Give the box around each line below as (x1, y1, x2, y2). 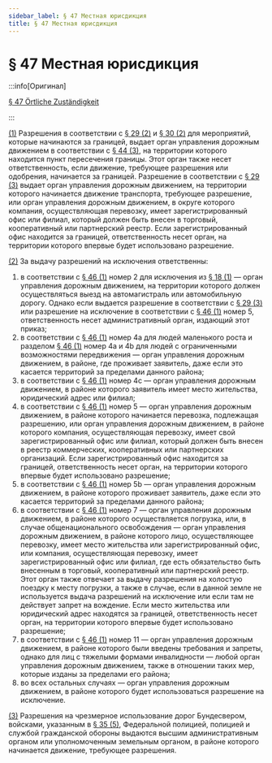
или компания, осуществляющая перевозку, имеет (19, 548, 199, 558)
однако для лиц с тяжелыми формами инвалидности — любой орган (19, 652, 261, 662)
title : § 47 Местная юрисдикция (8, 20, 118, 28)
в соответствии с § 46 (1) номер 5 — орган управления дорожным (19, 401, 252, 411)
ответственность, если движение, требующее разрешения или (8, 163, 229, 173)
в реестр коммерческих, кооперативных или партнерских (19, 444, 224, 455)
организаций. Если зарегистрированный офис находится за (19, 453, 229, 463)
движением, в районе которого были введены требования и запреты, (19, 644, 264, 653)
